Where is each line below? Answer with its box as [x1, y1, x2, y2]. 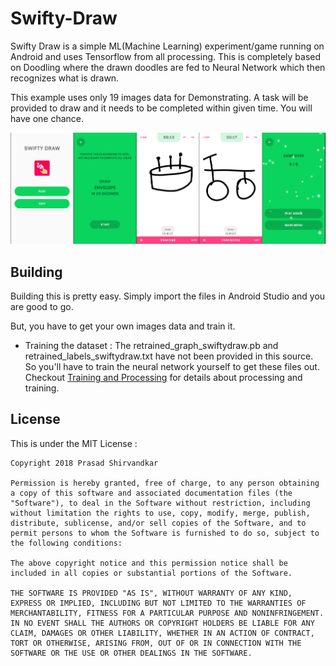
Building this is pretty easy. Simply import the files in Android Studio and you [10, 290, 326, 302]
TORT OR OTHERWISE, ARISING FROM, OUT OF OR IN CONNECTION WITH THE [10, 638, 302, 648]
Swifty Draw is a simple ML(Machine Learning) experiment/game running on [10, 40, 325, 52]
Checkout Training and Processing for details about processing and [24, 372, 303, 384]
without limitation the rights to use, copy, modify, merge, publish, [10, 508, 311, 518]
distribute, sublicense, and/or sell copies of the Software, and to [10, 518, 307, 528]
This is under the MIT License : [10, 437, 138, 449]
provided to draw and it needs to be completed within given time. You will [10, 102, 313, 114]
